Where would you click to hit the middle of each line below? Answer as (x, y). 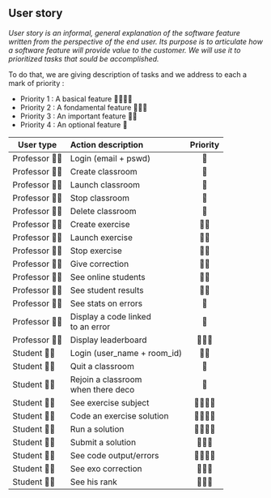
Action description (107, 144)
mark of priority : (36, 83)
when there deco (102, 389)
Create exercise (100, 224)
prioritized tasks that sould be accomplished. (84, 58)
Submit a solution (103, 442)
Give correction (100, 264)
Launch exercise (102, 237)
